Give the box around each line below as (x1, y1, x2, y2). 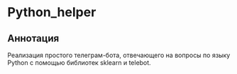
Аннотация (7, 32, 60, 44)
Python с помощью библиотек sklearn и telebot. (7, 58, 151, 67)
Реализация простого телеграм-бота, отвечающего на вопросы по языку (7, 51, 231, 59)
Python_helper (7, 4, 97, 20)
